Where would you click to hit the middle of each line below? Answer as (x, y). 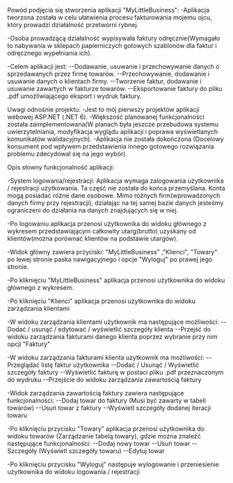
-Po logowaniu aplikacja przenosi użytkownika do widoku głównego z (107, 224)
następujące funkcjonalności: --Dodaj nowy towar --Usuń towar (99, 443)
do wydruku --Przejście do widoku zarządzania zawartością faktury (104, 379)
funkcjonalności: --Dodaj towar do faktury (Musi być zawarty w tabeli (107, 400)
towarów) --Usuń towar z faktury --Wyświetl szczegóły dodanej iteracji (109, 408)
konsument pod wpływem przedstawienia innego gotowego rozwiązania (111, 146)
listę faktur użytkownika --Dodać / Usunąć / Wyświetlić (120, 365)
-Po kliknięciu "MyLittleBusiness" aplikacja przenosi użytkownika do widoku (116, 280)
